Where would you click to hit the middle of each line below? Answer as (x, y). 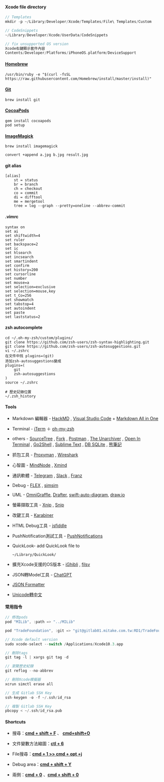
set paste (15, 313)
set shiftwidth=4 (23, 235)
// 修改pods (16, 617)
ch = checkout (28, 189)
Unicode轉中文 (27, 594)
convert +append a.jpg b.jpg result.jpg (47, 155)
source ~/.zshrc (21, 382)
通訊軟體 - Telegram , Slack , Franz (47, 475)
